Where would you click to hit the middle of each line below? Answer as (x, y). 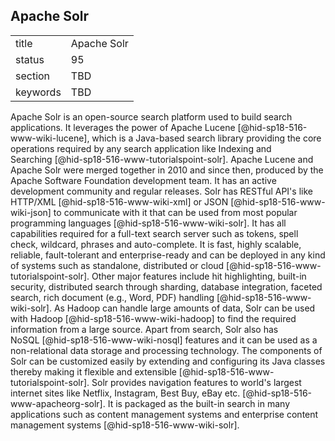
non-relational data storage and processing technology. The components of (166, 350)
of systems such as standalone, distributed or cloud (117, 265)
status (30, 59)
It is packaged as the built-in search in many (199, 403)
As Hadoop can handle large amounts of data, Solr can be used (184, 308)
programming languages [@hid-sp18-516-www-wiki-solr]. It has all (148, 223)
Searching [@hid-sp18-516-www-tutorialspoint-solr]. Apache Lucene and (162, 159)
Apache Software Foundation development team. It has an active (143, 180)
